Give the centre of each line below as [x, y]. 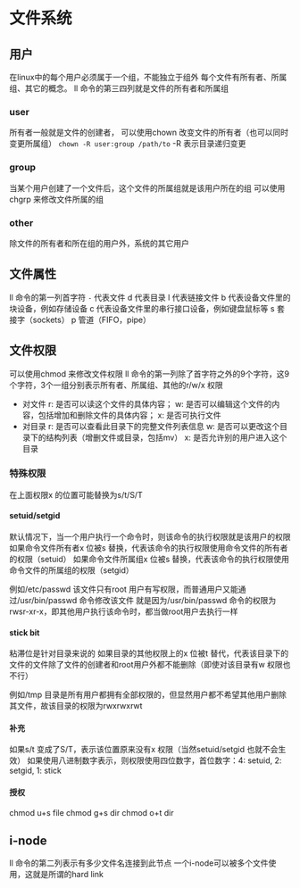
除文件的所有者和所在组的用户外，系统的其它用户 [99, 243]
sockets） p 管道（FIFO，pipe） [92, 320]
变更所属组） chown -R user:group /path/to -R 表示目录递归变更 [128, 144]
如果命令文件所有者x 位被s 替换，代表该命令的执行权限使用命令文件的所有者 [149, 548]
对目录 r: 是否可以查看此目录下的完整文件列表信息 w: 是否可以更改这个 [151, 426]
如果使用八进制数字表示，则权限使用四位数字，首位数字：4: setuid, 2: [154, 760]
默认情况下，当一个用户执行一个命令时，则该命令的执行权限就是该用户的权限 [150, 537]
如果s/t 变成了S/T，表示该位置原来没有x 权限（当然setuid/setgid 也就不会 [144, 750]
